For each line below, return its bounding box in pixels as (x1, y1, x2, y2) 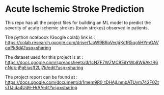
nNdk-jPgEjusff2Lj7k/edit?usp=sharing (5, 65, 83, 71)
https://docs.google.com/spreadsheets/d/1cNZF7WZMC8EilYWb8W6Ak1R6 (5, 59, 158, 65)
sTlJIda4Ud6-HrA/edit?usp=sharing (5, 84, 78, 90)
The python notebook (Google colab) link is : (5, 34, 95, 40)
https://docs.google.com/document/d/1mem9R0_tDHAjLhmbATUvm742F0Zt (5, 79, 159, 85)
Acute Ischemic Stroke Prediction (5, 3, 144, 15)
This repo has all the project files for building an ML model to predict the (5, 20, 151, 25)
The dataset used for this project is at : (5, 54, 83, 60)
